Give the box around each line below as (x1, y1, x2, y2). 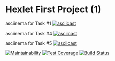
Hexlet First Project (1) (5, 4, 101, 15)
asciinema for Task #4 (5, 30, 52, 36)
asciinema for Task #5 (5, 40, 52, 46)
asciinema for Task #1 (5, 20, 51, 26)
